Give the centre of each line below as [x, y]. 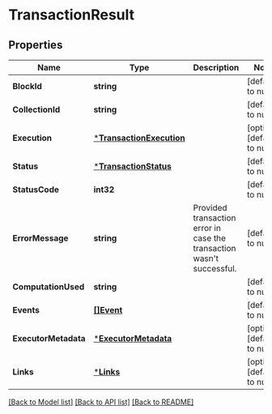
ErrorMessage [40, 238]
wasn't [206, 258]
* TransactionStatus [132, 166]
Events [26, 310]
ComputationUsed [49, 287]
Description [216, 68]
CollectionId [36, 109]
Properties [36, 45]
